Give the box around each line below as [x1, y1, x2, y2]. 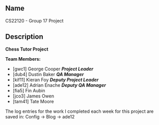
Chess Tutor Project [5, 46, 48, 52]
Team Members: [5, 56, 41, 62]
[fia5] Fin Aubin [12, 87, 45, 93]
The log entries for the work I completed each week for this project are [5, 108, 154, 114]
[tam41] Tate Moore [12, 98, 55, 104]
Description [5, 33, 43, 41]
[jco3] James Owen [12, 93, 55, 99]
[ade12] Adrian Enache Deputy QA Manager [12, 82, 106, 88]
